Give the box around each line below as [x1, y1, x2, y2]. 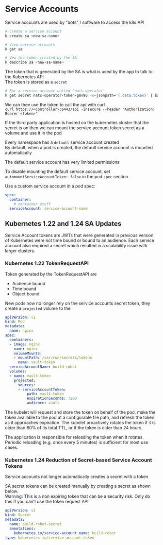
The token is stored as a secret [5, 79, 67, 85]
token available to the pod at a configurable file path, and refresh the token [5, 414, 155, 421]
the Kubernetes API [5, 74, 44, 80]
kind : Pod [5, 319, 25, 324]
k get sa [5, 47, 23, 51]
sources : [17, 382, 36, 387]
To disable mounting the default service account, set [5, 169, 111, 174]
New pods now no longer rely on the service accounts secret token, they [5, 300, 150, 306]
